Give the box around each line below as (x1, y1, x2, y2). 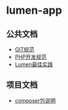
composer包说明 (14, 97, 56, 104)
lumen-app (6, 4, 63, 17)
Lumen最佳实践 (14, 61, 53, 68)
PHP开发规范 (14, 53, 47, 60)
